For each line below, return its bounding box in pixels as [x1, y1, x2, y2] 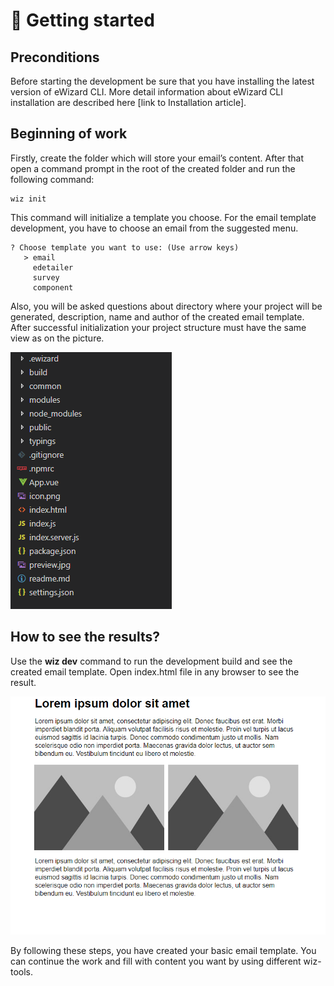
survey [32, 272, 60, 283]
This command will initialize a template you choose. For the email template [10, 211, 317, 223]
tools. [10, 965, 34, 978]
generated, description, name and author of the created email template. [10, 310, 305, 323]
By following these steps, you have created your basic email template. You [10, 944, 317, 956]
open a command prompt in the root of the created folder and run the [10, 162, 296, 174]
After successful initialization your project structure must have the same [10, 321, 307, 333]
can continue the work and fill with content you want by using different [10, 955, 302, 967]
